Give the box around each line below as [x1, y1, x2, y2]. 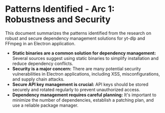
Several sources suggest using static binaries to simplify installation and [12, 55, 159, 61]
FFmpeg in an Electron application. [5, 40, 75, 46]
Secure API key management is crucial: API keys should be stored [12, 81, 149, 87]
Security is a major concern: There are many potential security [12, 65, 141, 72]
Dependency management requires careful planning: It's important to [12, 92, 157, 98]
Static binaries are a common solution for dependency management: [12, 50, 156, 56]
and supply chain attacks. [12, 76, 65, 82]
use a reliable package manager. [12, 102, 79, 108]
